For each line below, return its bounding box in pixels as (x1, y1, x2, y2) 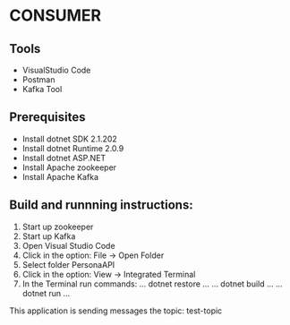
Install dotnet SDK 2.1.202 (21, 133, 118, 144)
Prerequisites (9, 109, 86, 125)
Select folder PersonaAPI (21, 259, 115, 269)
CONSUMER (9, 5, 101, 26)
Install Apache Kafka (21, 171, 99, 182)
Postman (21, 74, 55, 85)
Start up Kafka (21, 230, 76, 242)
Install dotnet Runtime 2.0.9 (21, 142, 124, 153)
